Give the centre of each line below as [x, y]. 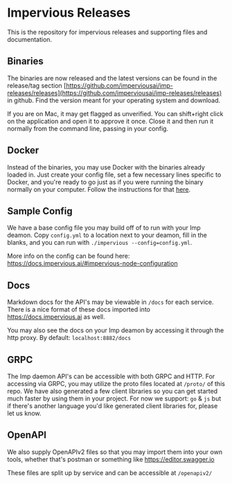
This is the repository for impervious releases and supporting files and [107, 32]
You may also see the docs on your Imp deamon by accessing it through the [116, 330]
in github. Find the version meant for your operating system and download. [114, 100]
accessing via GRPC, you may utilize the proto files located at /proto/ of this [116, 384]
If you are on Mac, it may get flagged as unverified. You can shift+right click [115, 113]
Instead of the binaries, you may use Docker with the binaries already [106, 167]
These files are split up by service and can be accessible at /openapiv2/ [110, 473]
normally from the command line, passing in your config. [88, 128]
